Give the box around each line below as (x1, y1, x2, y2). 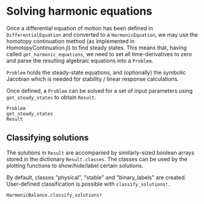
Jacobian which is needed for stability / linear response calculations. (6, 75, 179, 82)
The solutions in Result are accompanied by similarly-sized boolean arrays (6, 148, 194, 156)
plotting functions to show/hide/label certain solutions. (6, 162, 144, 169)
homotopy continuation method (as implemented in (6, 37, 135, 45)
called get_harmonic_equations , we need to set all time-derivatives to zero (6, 50, 192, 57)
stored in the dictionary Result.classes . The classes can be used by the (6, 155, 188, 162)
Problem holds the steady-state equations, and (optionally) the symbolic (6, 68, 186, 76)
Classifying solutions (6, 133, 89, 143)
